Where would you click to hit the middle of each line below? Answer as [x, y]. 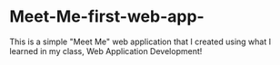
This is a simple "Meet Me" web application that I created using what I [140, 42]
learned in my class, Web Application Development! [106, 51]
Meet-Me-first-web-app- [107, 17]
